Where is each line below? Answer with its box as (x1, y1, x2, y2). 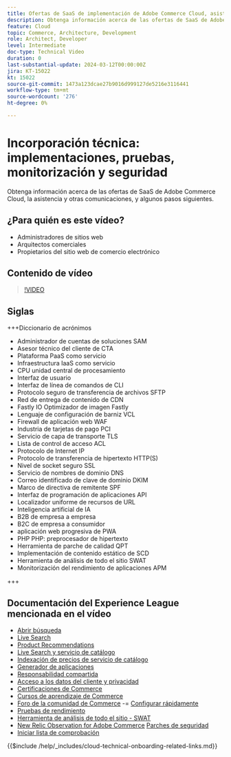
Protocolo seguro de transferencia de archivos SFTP (16, 388, 166, 396)
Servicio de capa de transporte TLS (16, 432, 118, 440)
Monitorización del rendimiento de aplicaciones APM (16, 564, 167, 572)
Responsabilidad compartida (16, 670, 98, 679)
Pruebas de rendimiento (16, 707, 86, 715)
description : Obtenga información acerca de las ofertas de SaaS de (7, 17, 208, 23)
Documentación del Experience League (7, 597, 179, 609)
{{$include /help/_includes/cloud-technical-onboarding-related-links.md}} (7, 742, 218, 750)
